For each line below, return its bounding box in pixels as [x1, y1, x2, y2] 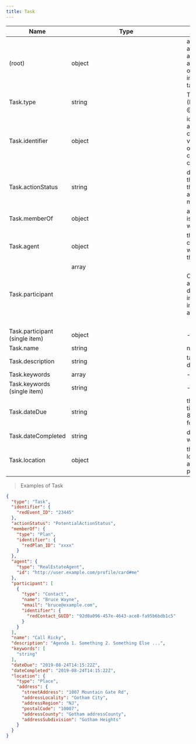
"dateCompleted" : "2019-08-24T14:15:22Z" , [11, 667, 116, 674]
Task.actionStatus [9, 183, 58, 191]
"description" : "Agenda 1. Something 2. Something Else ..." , [11, 640, 166, 646]
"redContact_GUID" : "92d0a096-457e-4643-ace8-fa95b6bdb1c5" [27, 613, 176, 619]
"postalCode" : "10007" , [21, 705, 80, 712]
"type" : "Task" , [11, 499, 51, 504]
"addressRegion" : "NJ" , [21, 700, 80, 706]
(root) [9, 59, 25, 67]
